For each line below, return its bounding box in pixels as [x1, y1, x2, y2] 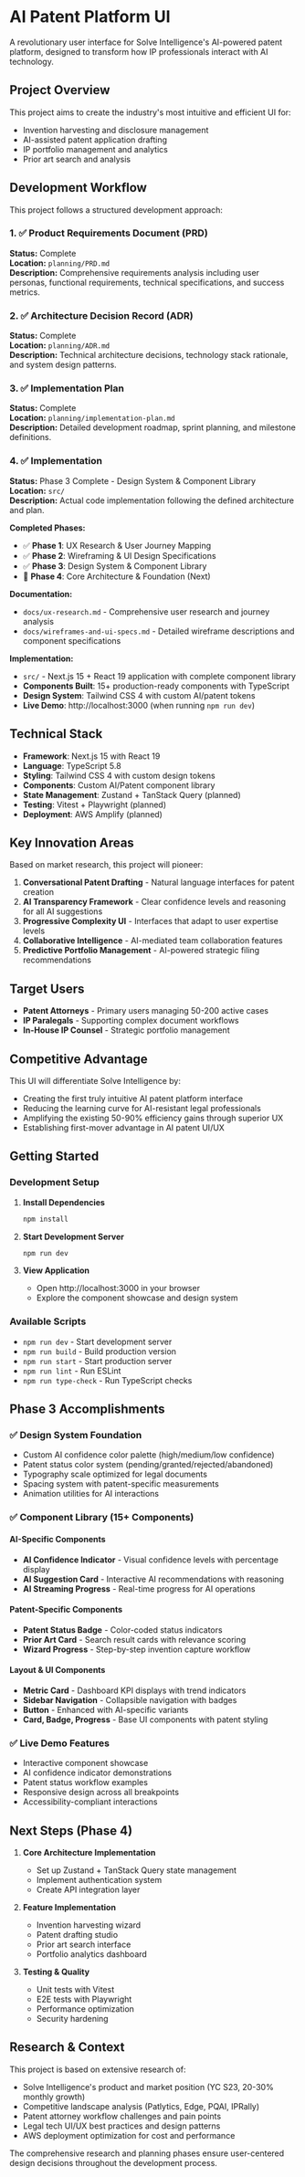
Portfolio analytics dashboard [36, 1949, 148, 1960]
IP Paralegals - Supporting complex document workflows [22, 1015, 239, 1026]
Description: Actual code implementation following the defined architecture [9, 495, 295, 506]
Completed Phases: [9, 522, 86, 533]
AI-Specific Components [9, 1533, 107, 1544]
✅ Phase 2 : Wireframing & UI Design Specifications [22, 550, 216, 561]
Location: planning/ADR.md [9, 340, 110, 351]
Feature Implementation [22, 1902, 117, 1913]
